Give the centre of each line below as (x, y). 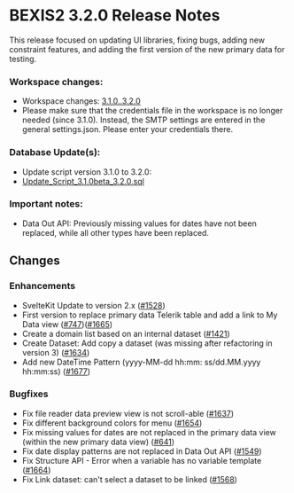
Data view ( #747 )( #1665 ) (67, 324)
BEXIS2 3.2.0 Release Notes (115, 16)
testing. (23, 59)
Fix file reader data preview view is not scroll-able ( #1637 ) (128, 413)
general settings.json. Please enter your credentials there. (127, 129)
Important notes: (46, 204)
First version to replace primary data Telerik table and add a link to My (150, 315)
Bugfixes (29, 394)
